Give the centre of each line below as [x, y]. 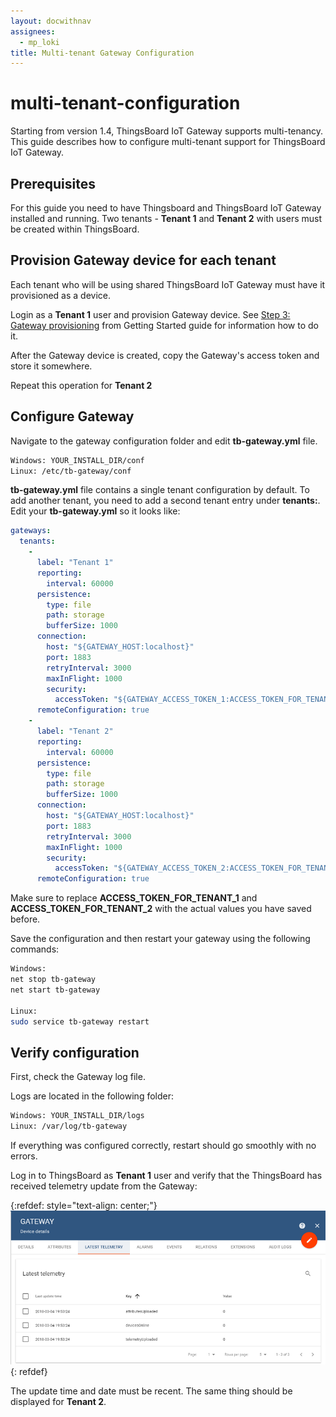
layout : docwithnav [51, 21]
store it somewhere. [51, 366]
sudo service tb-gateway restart [80, 1021]
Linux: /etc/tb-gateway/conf [71, 471]
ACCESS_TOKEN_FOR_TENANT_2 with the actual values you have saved [161, 909]
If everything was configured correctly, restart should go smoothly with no [163, 1145]
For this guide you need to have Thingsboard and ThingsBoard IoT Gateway [166, 208]
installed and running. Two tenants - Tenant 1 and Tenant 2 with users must [166, 218]
